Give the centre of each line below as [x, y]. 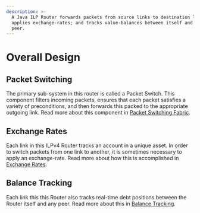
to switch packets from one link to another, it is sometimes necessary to [94, 152]
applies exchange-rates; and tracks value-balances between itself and [102, 23]
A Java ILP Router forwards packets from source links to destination [101, 17]
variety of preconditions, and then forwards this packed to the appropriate [97, 106]
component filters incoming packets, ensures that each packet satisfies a [96, 100]
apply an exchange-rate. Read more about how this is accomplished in [93, 158]
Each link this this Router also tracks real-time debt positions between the [96, 197]
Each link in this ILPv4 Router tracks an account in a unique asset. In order [97, 145]
